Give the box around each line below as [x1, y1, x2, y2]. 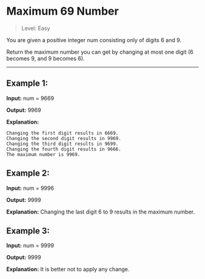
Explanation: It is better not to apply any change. [6, 266, 130, 273]
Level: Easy [21, 24, 51, 32]
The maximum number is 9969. [6, 151, 81, 157]
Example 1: [6, 78, 48, 89]
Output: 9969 [6, 106, 41, 114]
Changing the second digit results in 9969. [6, 135, 121, 141]
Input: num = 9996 [6, 184, 54, 192]
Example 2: [6, 168, 50, 179]
